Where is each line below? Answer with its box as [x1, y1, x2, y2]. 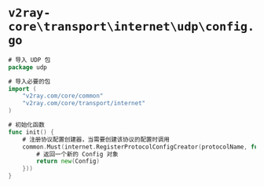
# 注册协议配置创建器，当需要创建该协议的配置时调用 [22, 135, 170, 143]
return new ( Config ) [36, 157, 101, 166]
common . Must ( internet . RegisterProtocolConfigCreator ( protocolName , [22, 143, 247, 151]
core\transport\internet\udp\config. [8, 20, 255, 35]
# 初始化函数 [8, 121, 45, 129]
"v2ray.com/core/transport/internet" [22, 100, 146, 108]
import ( [8, 85, 37, 93]
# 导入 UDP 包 [8, 56, 51, 64]
